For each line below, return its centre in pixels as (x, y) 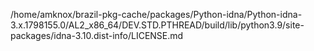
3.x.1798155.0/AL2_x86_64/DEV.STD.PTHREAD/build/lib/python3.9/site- (157, 25)
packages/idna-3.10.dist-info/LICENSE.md (97, 35)
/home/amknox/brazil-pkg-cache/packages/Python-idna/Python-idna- (156, 14)
